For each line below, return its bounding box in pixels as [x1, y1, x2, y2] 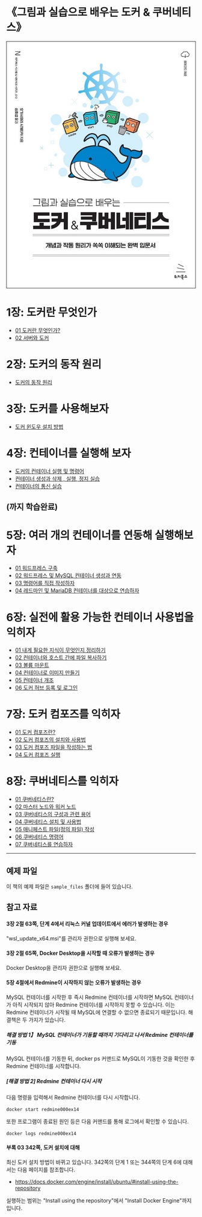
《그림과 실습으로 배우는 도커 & [6, 5, 150, 19]
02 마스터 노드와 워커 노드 [14, 803, 76, 810]
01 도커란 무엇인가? [14, 327, 61, 334]
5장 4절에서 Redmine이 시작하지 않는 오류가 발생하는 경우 [6, 979, 141, 986]
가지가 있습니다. [28, 1016, 66, 1023]
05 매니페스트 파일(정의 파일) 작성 [14, 826, 95, 833]
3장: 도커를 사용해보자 [6, 402, 109, 416]
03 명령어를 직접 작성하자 [14, 580, 75, 587]
